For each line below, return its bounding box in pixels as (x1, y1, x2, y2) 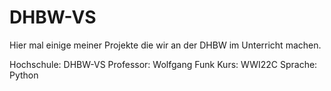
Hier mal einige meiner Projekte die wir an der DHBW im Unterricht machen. (9, 39, 322, 51)
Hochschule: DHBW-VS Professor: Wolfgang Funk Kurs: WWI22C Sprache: (9, 58, 318, 70)
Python (9, 69, 39, 81)
